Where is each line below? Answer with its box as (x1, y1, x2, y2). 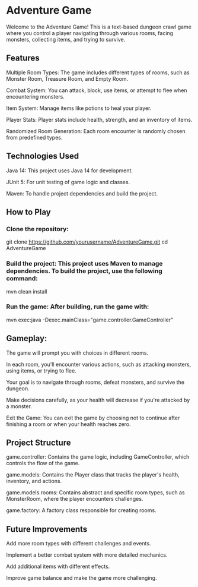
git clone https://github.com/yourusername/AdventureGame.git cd (6, 238, 168, 245)
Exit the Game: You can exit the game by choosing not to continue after (6, 414, 180, 421)
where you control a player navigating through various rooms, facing (6, 29, 174, 36)
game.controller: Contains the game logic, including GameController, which (6, 453, 190, 460)
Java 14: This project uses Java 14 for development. (6, 167, 133, 174)
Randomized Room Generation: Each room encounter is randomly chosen (6, 127, 186, 134)
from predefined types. (6, 134, 63, 141)
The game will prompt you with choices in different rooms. (6, 349, 149, 356)
